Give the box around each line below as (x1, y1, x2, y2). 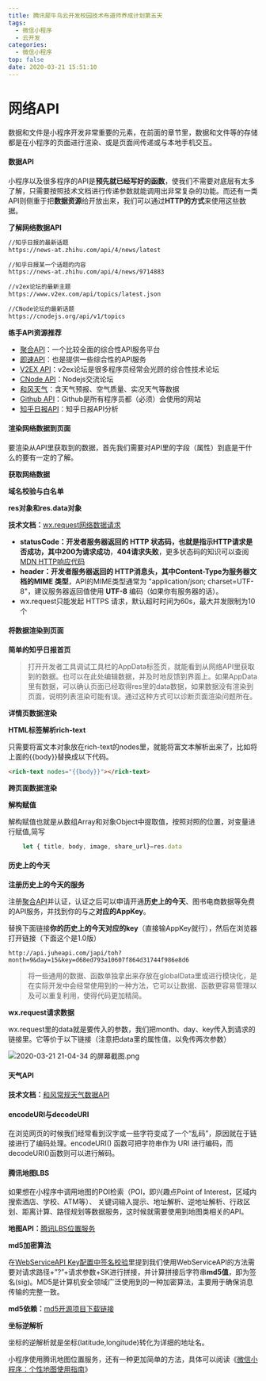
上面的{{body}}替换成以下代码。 (8, 752, 113, 761)
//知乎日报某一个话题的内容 (8, 261, 87, 269)
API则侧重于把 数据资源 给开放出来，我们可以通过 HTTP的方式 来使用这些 (8, 196, 240, 205)
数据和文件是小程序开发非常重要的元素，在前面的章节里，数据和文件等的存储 (8, 128, 258, 137)
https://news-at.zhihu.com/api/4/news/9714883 (8, 268, 165, 276)
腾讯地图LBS (8, 1168, 50, 1177)
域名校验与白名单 (8, 486, 64, 495)
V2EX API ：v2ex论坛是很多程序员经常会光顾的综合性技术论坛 (19, 364, 220, 373)
